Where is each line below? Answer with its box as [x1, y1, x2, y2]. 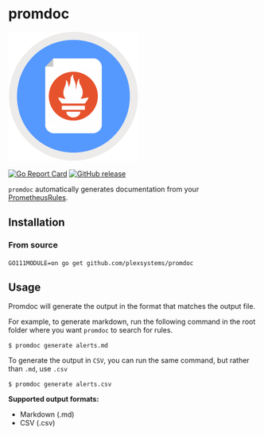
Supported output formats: [8, 395, 99, 404]
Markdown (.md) [19, 410, 75, 419]
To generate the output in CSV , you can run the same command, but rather [8, 356, 250, 365]
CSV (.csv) [19, 418, 56, 428]
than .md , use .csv [8, 364, 68, 374]
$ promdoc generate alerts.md [8, 342, 109, 350]
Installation [8, 216, 65, 229]
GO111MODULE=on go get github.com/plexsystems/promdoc [8, 259, 194, 267]
